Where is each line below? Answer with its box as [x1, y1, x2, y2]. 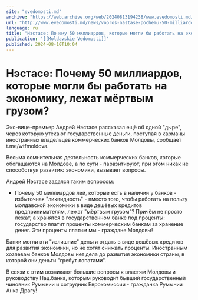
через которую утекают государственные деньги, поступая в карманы [6, 130, 186, 137]
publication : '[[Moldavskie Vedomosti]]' [6, 36, 110, 42]
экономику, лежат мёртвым [6, 92, 153, 105]
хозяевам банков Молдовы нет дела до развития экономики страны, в [6, 251, 185, 258]
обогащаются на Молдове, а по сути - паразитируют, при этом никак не [6, 160, 189, 167]
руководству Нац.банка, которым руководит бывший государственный [6, 274, 186, 281]
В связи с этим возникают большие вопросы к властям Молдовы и [6, 268, 176, 275]
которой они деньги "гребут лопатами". [6, 256, 107, 264]
